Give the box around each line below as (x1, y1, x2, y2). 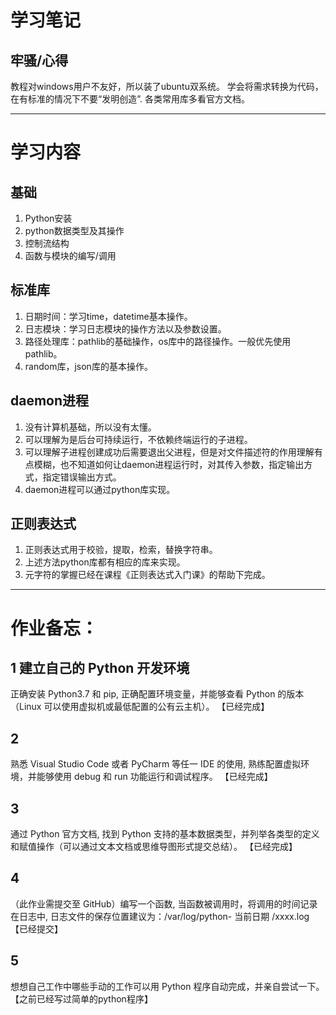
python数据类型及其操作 (24, 225, 125, 236)
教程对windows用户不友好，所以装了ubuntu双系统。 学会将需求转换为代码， (10, 81, 324, 92)
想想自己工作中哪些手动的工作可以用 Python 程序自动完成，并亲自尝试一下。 (10, 980, 325, 992)
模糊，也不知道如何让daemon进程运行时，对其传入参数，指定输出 (33, 458, 305, 470)
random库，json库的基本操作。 (24, 360, 153, 372)
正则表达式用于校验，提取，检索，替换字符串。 (24, 544, 218, 556)
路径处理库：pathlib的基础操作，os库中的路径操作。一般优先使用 (24, 335, 292, 347)
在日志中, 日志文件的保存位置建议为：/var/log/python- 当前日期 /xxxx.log (10, 910, 310, 922)
